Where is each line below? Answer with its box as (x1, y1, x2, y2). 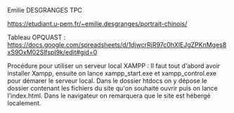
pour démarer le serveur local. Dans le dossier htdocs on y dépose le (7, 77, 207, 85)
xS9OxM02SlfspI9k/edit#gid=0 (7, 48, 98, 56)
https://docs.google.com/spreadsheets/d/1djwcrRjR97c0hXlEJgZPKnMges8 (7, 41, 227, 48)
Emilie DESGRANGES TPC (7, 6, 83, 14)
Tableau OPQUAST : (7, 33, 66, 41)
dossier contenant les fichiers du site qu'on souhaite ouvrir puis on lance (7, 84, 218, 92)
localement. (7, 99, 41, 107)
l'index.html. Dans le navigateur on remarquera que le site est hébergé (7, 91, 211, 100)
